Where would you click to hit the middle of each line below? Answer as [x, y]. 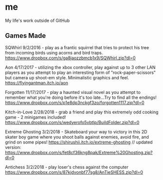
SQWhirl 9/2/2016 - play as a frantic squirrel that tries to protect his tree [77, 47]
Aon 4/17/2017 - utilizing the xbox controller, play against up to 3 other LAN [80, 67]
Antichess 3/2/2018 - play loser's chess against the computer [67, 167]
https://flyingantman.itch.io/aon [36, 83]
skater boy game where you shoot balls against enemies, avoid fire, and [77, 137]
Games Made [26, 36]
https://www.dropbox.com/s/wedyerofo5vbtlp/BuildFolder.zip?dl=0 [72, 122]
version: [13, 147]
